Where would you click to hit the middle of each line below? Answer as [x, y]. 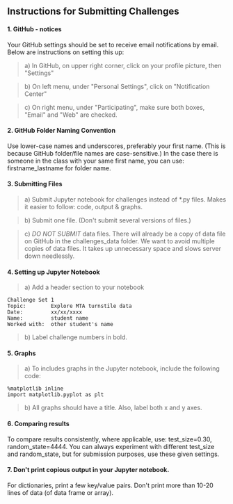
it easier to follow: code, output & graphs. [83, 207]
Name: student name [48, 318]
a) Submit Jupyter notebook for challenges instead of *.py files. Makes [125, 200]
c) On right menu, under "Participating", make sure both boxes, [114, 107]
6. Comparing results [38, 424]
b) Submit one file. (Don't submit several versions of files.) [107, 220]
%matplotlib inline [35, 389]
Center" [35, 94]
